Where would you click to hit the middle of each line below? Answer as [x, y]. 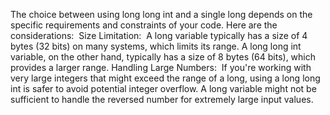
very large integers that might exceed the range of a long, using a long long [165, 78]
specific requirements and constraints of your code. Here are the [144, 25]
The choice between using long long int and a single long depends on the [161, 14]
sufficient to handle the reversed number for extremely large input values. [162, 99]
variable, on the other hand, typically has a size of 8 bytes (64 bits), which [163, 57]
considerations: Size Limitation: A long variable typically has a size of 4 [159, 35]
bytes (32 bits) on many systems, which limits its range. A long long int [156, 46]
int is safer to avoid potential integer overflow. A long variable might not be [163, 88]
